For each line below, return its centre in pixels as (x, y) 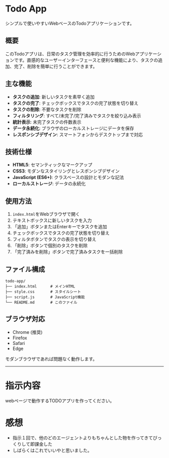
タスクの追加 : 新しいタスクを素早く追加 (53, 97)
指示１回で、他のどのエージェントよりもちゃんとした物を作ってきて (83, 437)
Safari (19, 343)
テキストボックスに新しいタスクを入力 (52, 220)
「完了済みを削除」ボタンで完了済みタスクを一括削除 (68, 252)
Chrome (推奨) (27, 332)
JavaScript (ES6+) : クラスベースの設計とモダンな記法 (68, 177)
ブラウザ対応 (25, 319)
